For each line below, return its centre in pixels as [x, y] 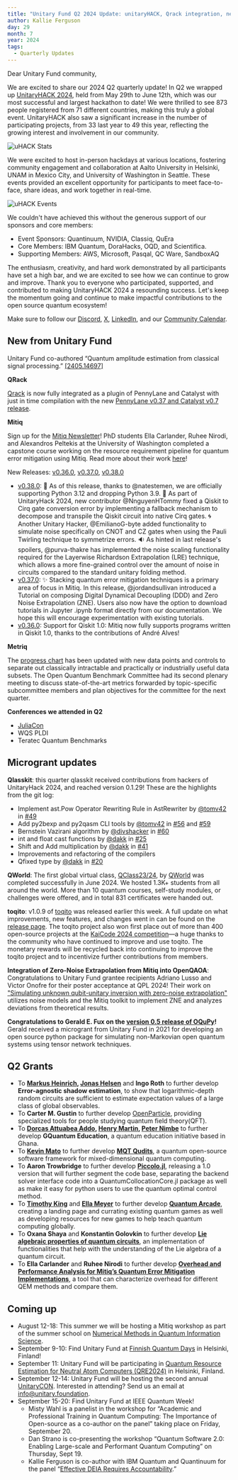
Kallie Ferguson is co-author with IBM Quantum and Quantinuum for [127, 1462]
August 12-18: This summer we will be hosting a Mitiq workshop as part [121, 1326]
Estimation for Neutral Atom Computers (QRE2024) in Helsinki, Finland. [121, 1371]
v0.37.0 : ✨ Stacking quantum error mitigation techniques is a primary [118, 580]
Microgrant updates [52, 763]
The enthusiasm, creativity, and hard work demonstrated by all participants [117, 267]
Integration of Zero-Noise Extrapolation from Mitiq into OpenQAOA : [108, 970]
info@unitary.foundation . [54, 1394]
